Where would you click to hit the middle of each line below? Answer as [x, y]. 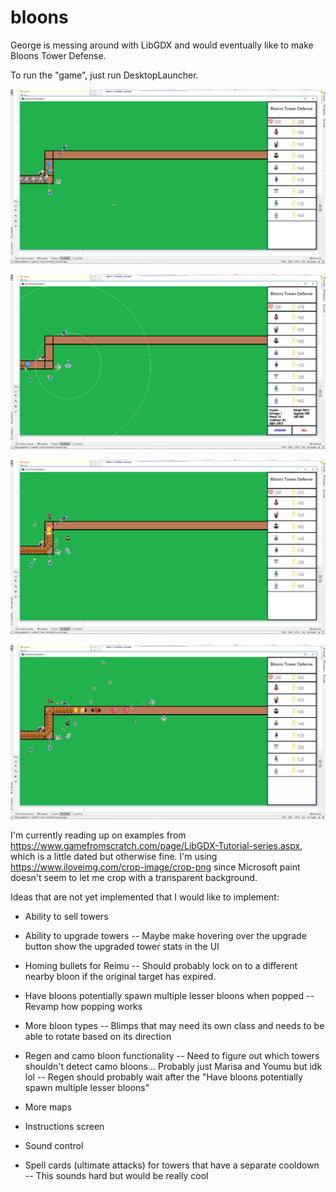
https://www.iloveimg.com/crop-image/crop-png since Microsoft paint [155, 867]
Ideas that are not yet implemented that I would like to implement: [145, 897]
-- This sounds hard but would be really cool [116, 1176]
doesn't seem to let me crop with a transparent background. [134, 878]
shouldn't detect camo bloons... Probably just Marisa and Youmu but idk [173, 1067]
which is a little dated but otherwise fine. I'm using [114, 857]
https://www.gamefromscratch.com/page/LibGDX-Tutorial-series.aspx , [156, 846]
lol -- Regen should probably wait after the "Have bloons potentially [163, 1077]
